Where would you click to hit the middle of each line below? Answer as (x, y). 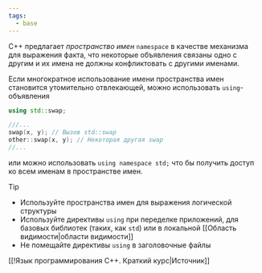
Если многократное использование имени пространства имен (116, 79)
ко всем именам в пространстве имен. (76, 171)
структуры (38, 210)
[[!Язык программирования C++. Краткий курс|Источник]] (109, 260)
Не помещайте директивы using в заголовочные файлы (115, 245)
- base (27, 23)
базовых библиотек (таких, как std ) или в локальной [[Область (128, 228)
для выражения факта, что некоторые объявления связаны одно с (123, 55)
